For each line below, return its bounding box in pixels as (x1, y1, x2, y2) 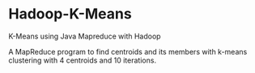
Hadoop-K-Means (8, 5, 132, 23)
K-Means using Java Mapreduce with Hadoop (8, 31, 161, 41)
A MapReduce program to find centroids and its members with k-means (8, 47, 248, 56)
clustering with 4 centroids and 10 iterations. (8, 55, 156, 65)
